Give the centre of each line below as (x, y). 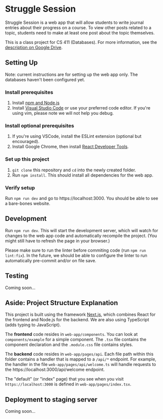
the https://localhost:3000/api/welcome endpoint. (55, 370)
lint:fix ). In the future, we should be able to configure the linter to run (76, 255)
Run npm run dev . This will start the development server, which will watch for (81, 230)
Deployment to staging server (51, 399)
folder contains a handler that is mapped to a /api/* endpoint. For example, (81, 359)
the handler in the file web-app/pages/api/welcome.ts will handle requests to (81, 364)
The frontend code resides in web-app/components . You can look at (71, 334)
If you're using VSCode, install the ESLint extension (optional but (77, 136)
